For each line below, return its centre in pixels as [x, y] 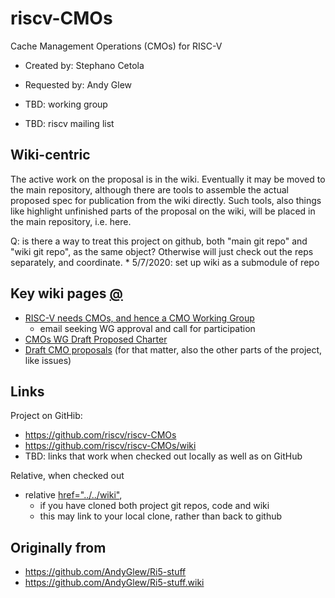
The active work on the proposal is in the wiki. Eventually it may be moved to [168, 179]
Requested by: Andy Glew [78, 84]
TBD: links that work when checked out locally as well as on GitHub [163, 456]
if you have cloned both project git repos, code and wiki [154, 506]
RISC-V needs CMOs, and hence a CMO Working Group [139, 318]
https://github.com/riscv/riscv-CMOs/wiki [110, 446]
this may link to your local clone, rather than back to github [161, 516]
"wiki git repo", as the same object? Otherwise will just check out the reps [162, 251]
